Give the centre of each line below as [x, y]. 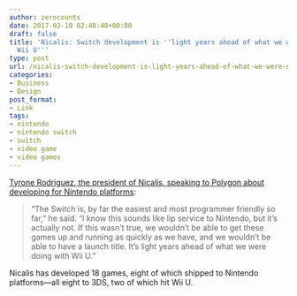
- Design [25, 91]
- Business [29, 83]
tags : [19, 116]
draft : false [33, 34]
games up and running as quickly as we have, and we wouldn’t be [151, 237]
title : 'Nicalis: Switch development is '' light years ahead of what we [146, 42]
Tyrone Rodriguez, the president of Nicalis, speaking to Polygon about [137, 182]
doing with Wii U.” [63, 255]
